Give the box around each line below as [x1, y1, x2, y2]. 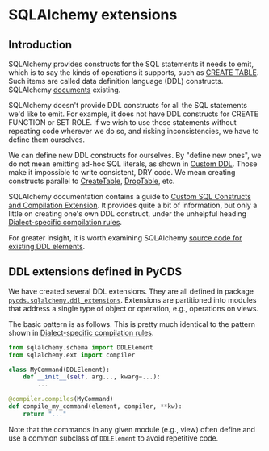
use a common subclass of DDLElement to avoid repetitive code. [8, 433, 219, 443]
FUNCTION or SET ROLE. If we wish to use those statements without [8, 118, 237, 127]
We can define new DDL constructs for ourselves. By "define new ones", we [8, 151, 262, 160]
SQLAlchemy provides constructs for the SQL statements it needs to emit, [8, 59, 254, 69]
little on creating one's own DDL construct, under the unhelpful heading [8, 209, 247, 219]
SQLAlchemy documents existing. [8, 85, 121, 94]
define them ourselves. [8, 135, 86, 144]
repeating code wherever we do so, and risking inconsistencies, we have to [8, 127, 260, 136]
